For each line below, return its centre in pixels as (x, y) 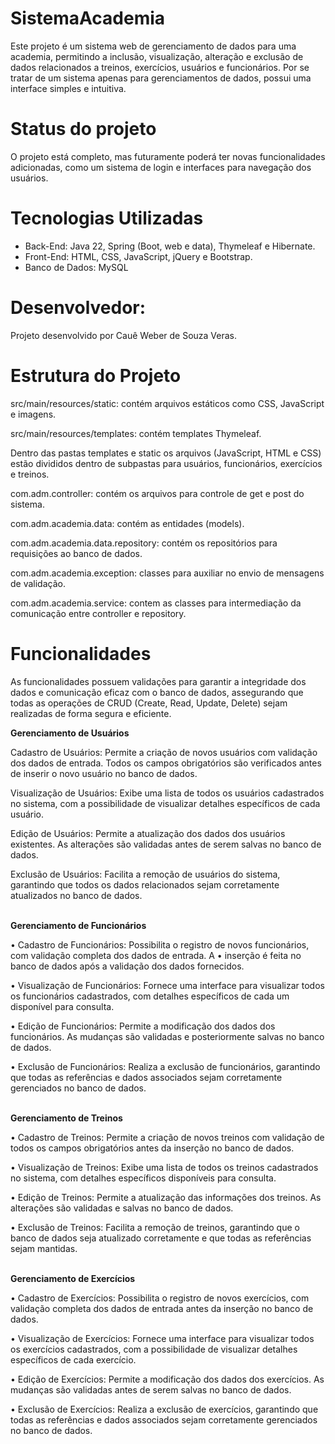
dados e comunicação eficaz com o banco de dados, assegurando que (157, 692)
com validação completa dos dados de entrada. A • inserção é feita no (156, 955)
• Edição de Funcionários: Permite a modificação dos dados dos (143, 1026)
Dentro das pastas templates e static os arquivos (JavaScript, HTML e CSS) (166, 453)
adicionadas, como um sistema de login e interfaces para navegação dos (161, 167)
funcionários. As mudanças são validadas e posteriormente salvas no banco (167, 1036)
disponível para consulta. (62, 1006)
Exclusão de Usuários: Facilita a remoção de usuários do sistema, (145, 874)
